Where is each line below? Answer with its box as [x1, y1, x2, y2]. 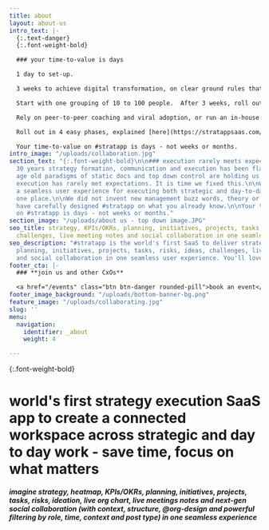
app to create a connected [9, 409, 187, 428]
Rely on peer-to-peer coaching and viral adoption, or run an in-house [16, 114, 260, 122]
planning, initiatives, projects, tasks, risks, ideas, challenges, [16, 246, 249, 254]
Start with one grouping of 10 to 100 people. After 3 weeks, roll [16, 99, 249, 107]
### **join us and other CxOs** [16, 269, 125, 277]
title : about [9, 11, 53, 20]
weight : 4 [23, 335, 57, 344]
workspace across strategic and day [9, 426, 256, 444]
